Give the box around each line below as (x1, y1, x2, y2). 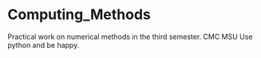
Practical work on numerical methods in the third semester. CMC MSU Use (7, 32, 253, 41)
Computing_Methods (7, 6, 151, 24)
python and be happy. (7, 40, 80, 49)
